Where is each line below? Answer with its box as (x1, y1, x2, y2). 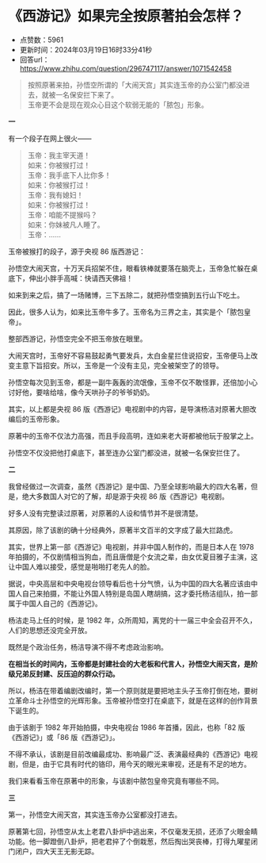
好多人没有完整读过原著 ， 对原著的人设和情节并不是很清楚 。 (8, 508, 203, 518)
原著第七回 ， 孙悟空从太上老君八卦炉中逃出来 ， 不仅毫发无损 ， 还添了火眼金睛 (8, 827, 258, 836)
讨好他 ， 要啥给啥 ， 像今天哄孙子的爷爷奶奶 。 (8, 387, 154, 397)
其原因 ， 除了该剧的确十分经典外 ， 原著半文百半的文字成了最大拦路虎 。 (8, 525, 237, 535)
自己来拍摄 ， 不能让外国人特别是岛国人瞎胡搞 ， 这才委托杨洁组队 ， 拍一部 (21, 589, 258, 598)
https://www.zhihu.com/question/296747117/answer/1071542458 (19, 63, 232, 73)
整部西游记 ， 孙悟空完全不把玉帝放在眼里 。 (8, 334, 147, 343)
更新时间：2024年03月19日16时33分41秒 (19, 44, 153, 54)
